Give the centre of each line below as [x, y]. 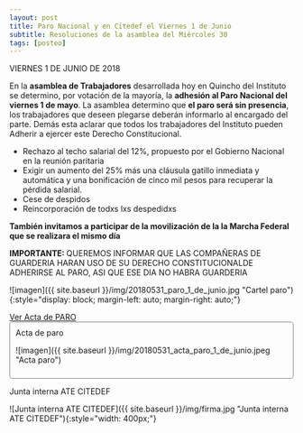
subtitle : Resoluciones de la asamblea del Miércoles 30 [119, 34]
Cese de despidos [56, 199]
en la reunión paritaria [63, 161]
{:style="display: [40, 299]
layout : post [34, 18]
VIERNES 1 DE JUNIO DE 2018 [65, 69]
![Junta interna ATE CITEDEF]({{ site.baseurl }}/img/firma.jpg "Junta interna [149, 409]
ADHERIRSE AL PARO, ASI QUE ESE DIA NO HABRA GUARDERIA [129, 272]
